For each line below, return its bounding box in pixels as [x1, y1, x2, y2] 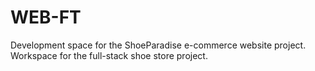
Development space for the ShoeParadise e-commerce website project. [10, 39, 307, 51]
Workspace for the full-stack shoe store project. [10, 49, 208, 61]
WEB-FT [10, 6, 82, 29]
